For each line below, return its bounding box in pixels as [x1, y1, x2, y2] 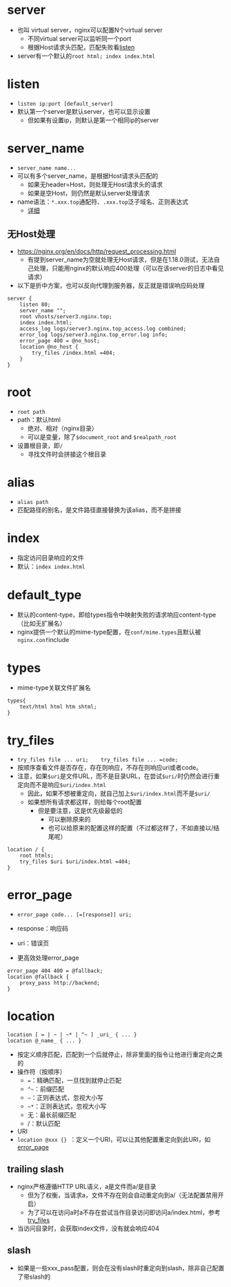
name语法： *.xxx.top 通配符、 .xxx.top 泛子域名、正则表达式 [17, 197, 189, 206]
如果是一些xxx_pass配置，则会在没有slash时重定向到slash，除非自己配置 [17, 1264, 225, 1272]
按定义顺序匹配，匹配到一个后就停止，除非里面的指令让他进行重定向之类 [17, 1050, 223, 1058]
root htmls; [19, 852, 54, 860]
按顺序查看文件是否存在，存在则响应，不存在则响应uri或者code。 [17, 764, 202, 772]
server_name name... [17, 164, 77, 171]
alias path [17, 499, 49, 505]
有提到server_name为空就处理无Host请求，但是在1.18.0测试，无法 [27, 255, 214, 264]
